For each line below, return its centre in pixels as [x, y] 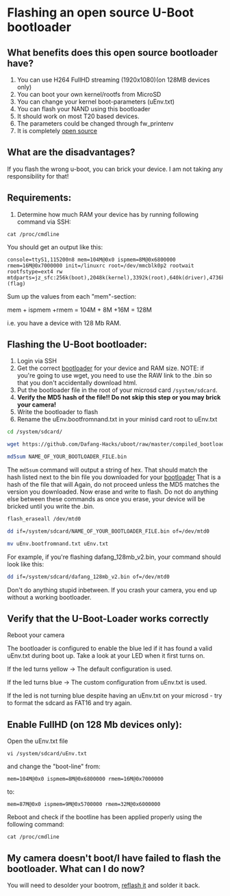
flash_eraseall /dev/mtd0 [44, 519]
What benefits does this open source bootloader [113, 53]
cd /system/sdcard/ [35, 432]
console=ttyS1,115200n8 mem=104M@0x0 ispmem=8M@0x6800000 [91, 260]
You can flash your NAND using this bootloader [84, 109]
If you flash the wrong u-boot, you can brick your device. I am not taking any [115, 169]
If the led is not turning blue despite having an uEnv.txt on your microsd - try [115, 696]
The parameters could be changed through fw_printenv [95, 124]
